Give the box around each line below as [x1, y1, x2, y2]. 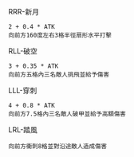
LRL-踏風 [8, 125, 38, 134]
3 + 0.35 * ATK [8, 62, 59, 70]
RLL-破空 [8, 46, 38, 56]
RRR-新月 [8, 7, 40, 16]
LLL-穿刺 [8, 86, 37, 95]
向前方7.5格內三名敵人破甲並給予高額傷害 [8, 110, 126, 118]
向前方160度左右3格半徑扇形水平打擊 [8, 31, 112, 39]
